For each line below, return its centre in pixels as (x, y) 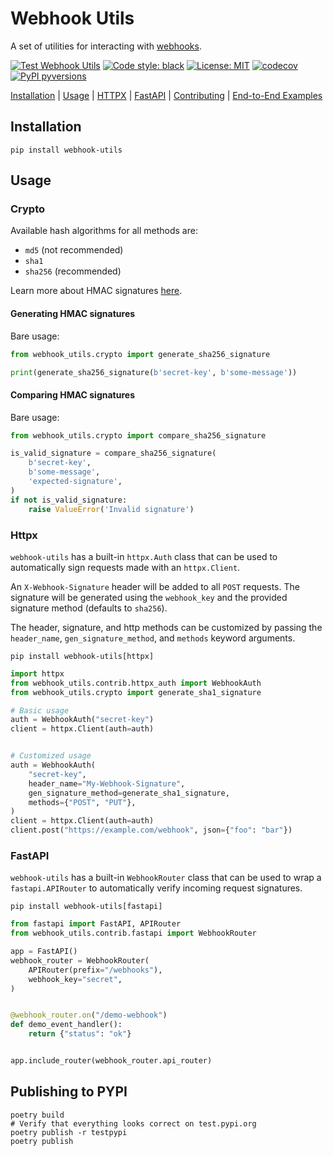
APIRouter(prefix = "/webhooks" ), (95, 970)
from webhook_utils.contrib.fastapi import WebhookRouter (133, 933)
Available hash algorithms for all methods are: (104, 231)
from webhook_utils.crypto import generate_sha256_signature (140, 354)
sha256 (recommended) (73, 271)
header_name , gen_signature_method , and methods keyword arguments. (153, 638)
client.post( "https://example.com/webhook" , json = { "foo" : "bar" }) (151, 830)
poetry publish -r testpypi (69, 1132)
